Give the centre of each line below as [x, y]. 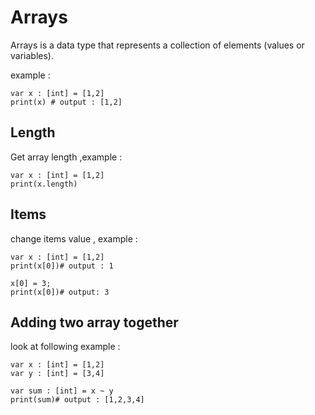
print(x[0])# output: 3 [60, 292]
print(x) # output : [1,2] [66, 102]
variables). [32, 55]
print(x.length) [44, 184]
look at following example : [65, 347]
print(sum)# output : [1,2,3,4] [77, 400]
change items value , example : [74, 238]
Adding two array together [94, 322]
